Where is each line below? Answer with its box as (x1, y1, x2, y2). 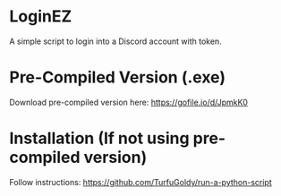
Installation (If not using (9, 128, 190, 149)
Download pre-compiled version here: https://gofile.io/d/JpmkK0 (9, 97, 249, 107)
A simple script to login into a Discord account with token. (9, 36, 222, 47)
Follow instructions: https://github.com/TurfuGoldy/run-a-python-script (9, 176, 273, 187)
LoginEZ (9, 6, 72, 27)
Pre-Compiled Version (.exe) (9, 67, 226, 88)
